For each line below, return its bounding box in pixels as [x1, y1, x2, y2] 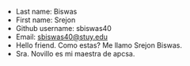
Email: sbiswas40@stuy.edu [15, 32, 108, 41]
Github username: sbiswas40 [15, 24, 112, 33]
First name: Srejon [15, 15, 76, 25]
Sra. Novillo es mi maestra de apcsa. [15, 49, 135, 58]
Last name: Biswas [15, 7, 78, 16]
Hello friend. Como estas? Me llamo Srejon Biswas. [15, 41, 183, 50]
